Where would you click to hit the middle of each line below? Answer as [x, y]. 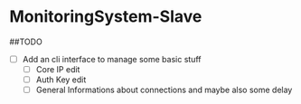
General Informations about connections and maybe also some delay [164, 90]
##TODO [26, 42]
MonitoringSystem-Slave [106, 17]
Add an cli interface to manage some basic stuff [112, 59]
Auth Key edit [61, 80]
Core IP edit [58, 69]
